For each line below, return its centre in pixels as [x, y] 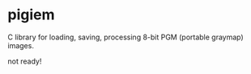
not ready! [25, 61]
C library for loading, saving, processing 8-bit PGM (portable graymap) [125, 37]
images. [21, 45]
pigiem [31, 15]
